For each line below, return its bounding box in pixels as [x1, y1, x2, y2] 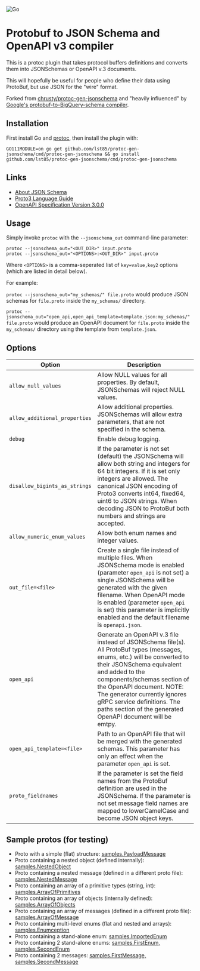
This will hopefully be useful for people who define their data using [6, 76, 171, 84]
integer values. [97, 536, 139, 545]
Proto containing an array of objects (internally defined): [14, 895, 153, 902]
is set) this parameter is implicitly [97, 606, 189, 614]
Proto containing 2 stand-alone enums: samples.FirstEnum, [14, 939, 161, 946]
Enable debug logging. [97, 435, 161, 443]
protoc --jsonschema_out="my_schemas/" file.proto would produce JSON [6, 291, 189, 298]
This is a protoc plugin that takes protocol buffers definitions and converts [6, 59, 188, 66]
